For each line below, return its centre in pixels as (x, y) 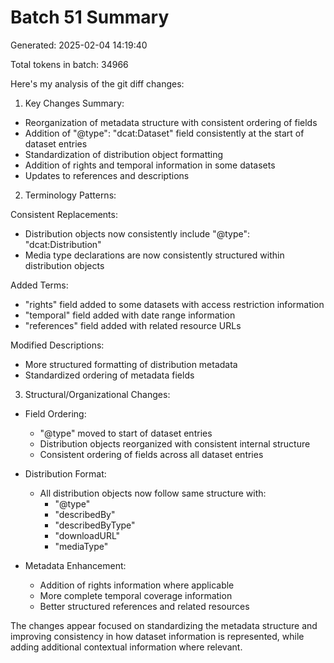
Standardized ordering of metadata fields (109, 375)
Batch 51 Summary (90, 17)
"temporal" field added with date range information (130, 315)
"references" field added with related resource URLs (133, 325)
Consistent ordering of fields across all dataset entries (151, 454)
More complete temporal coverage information (136, 595)
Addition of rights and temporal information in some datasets (150, 165)
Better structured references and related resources (144, 606)
